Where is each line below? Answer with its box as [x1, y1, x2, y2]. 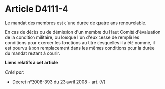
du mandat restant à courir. [5, 50, 60, 56]
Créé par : [5, 69, 25, 75]
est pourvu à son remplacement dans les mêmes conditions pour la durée [5, 45, 155, 51]
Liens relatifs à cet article [5, 59, 58, 65]
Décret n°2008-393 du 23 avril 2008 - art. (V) [12, 79, 106, 85]
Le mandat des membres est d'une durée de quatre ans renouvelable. [5, 20, 147, 26]
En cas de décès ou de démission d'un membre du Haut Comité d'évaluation [5, 29, 161, 35]
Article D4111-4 [5, 3, 68, 15]
